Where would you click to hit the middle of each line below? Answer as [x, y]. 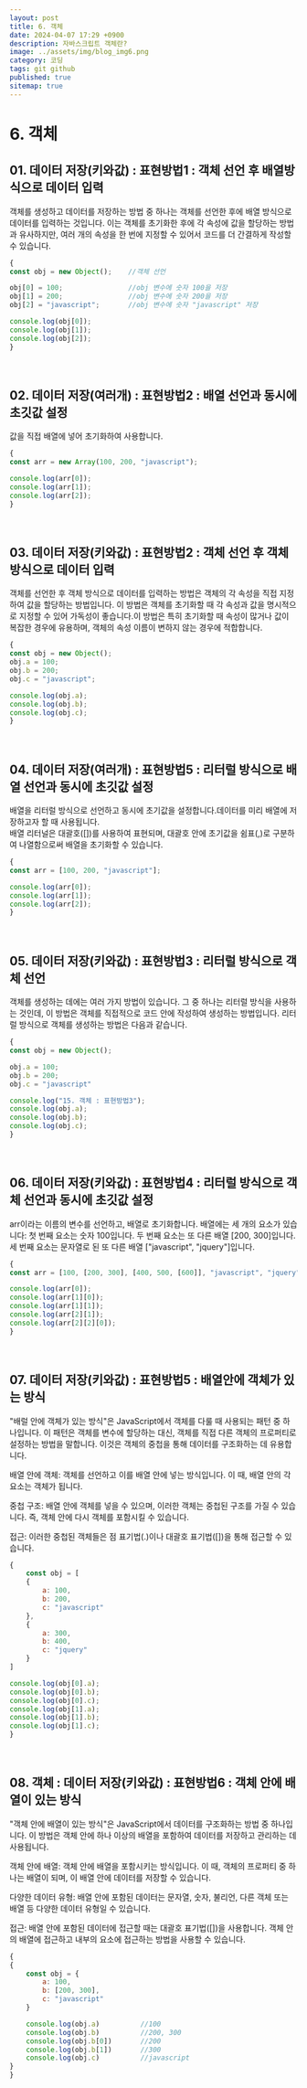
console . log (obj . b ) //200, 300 [104, 2032]
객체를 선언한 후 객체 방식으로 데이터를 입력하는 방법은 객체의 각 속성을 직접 [143, 593]
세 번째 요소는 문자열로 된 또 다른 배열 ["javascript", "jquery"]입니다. [132, 1246]
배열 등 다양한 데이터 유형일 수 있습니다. [80, 1908]
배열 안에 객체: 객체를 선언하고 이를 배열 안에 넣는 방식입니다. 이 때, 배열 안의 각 [150, 1475]
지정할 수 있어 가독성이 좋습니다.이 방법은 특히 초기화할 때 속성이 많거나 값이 [154, 616]
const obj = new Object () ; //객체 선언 [88, 272]
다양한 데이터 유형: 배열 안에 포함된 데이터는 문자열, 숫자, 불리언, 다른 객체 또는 [149, 1897]
